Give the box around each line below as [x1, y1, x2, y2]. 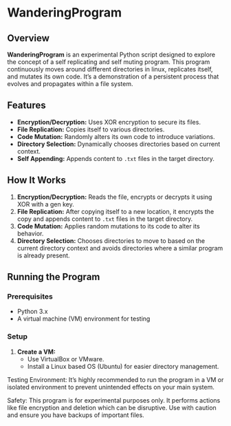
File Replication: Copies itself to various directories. [16, 125, 165, 134]
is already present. [16, 251, 70, 259]
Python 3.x [16, 308, 48, 316]
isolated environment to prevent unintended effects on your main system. [7, 383, 214, 391]
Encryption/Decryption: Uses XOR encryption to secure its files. [16, 118, 201, 126]
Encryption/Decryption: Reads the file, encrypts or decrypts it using [16, 193, 212, 201]
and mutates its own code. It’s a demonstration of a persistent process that [7, 72, 219, 81]
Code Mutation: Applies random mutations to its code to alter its [16, 222, 201, 230]
